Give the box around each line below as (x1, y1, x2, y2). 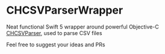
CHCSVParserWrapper (6, 4, 123, 17)
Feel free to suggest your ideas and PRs (6, 41, 105, 48)
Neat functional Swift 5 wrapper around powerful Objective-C (6, 23, 160, 30)
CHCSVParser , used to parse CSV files (6, 29, 102, 36)
